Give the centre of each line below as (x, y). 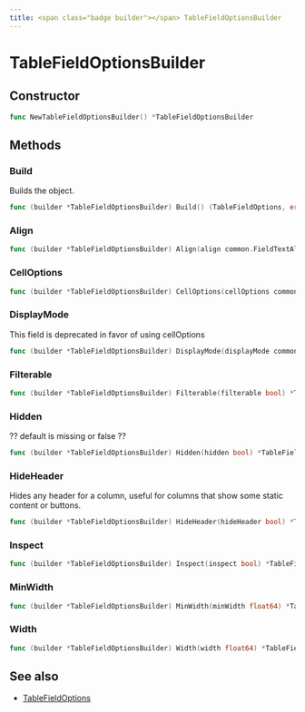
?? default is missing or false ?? (68, 436)
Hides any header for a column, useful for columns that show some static (147, 496)
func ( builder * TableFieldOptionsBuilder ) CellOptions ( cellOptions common (154, 291)
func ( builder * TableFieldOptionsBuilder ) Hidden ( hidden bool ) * (135, 453)
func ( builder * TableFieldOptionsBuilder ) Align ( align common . (132, 249)
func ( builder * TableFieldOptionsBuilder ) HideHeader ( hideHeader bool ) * (152, 522)
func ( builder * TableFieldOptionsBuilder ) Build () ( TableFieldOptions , (148, 208)
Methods (35, 145)
